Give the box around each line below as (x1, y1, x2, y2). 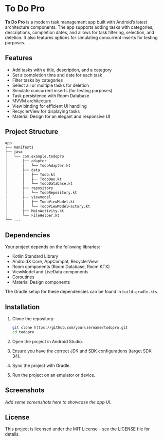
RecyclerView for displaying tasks (12, 108, 80, 114)
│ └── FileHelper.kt (5, 213, 60, 218)
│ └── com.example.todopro (5, 154, 64, 159)
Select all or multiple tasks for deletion (12, 82, 89, 88)
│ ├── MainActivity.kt (5, 208, 64, 213)
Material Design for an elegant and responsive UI (12, 113, 110, 119)
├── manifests (5, 145, 34, 150)
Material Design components (12, 279, 70, 285)
